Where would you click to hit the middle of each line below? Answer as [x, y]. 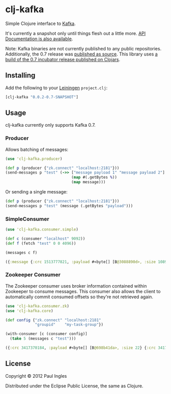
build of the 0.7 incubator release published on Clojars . [63, 59]
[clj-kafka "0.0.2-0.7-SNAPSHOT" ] [42, 97]
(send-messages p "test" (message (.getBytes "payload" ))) [69, 206]
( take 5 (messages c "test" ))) [43, 339]
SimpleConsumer [27, 219]
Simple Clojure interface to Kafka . [41, 23]
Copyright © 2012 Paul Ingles [36, 376]
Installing [20, 76]
